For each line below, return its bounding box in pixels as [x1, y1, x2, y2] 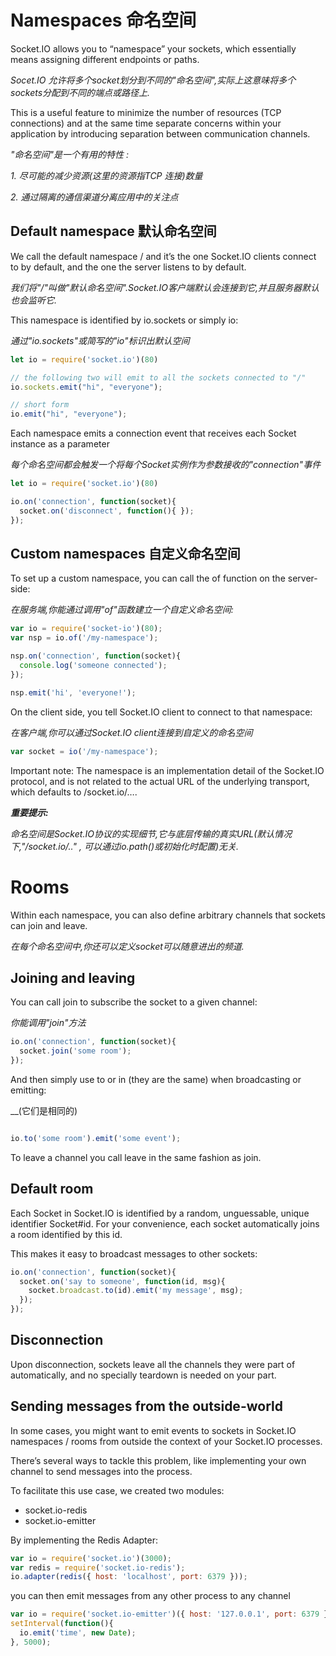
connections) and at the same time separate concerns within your [10, 117, 282, 129]
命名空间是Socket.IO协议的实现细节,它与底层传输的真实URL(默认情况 [10, 827, 293, 840]
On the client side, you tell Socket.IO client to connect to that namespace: [10, 706, 313, 718]
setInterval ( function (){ [10, 1619, 114, 1629]
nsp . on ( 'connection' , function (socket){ [10, 651, 182, 661]
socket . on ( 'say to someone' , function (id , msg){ [19, 1276, 226, 1286]
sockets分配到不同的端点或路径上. [10, 86, 151, 98]
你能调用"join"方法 [10, 1017, 87, 1029]
